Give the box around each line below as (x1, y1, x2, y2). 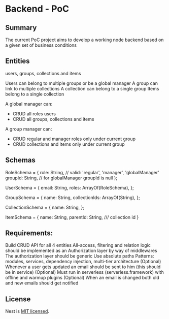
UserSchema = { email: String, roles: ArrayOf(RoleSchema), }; (5, 184, 134, 190)
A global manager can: (5, 101, 53, 107)
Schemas (5, 156, 36, 165)
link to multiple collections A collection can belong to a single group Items (5, 85, 159, 91)
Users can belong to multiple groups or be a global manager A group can (5, 80, 158, 86)
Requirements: (5, 229, 53, 238)
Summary (5, 23, 37, 32)
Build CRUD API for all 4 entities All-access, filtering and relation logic (5, 242, 151, 248)
